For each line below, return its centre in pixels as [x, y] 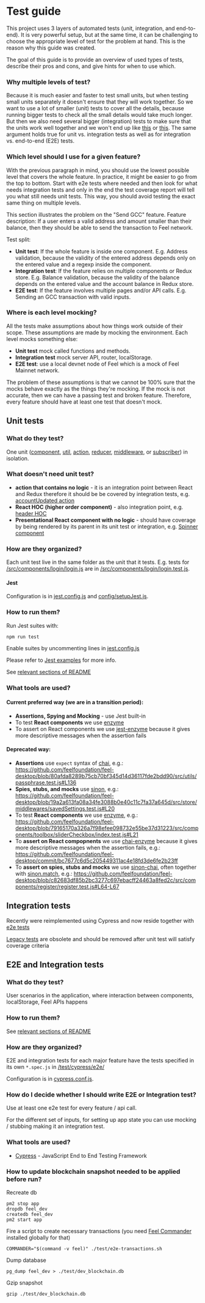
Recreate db [22, 1192]
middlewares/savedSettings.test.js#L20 [65, 808]
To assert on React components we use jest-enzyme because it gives [103, 729]
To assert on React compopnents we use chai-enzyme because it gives [106, 841]
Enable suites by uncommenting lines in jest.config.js [73, 648]
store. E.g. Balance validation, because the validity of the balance [97, 277]
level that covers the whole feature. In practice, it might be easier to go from [102, 176]
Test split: [19, 239]
